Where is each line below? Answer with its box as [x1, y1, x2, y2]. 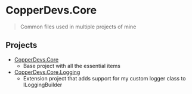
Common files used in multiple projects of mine [20, 23, 137, 30]
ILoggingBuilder [23, 81, 63, 88]
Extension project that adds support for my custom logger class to [23, 74, 186, 82]
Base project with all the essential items [23, 62, 120, 69]
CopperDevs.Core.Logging [14, 69, 80, 76]
